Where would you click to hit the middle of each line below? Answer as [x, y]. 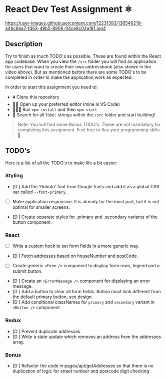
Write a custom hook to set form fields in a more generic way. [76, 246]
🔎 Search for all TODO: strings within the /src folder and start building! [84, 115]
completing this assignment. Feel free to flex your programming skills [88, 130]
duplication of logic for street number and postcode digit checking [81, 371]
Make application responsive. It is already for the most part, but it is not [86, 201]
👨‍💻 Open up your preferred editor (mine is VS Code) [66, 104]
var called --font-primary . [39, 192]
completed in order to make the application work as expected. [69, 77]
